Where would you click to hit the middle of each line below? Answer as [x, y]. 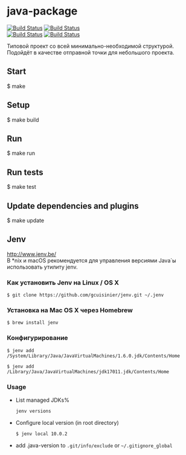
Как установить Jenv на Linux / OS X [63, 283]
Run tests [25, 172]
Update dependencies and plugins [73, 206]
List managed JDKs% [43, 400]
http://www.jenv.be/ [32, 254]
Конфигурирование [37, 338]
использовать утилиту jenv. [42, 267]
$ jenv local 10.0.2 [41, 434]
